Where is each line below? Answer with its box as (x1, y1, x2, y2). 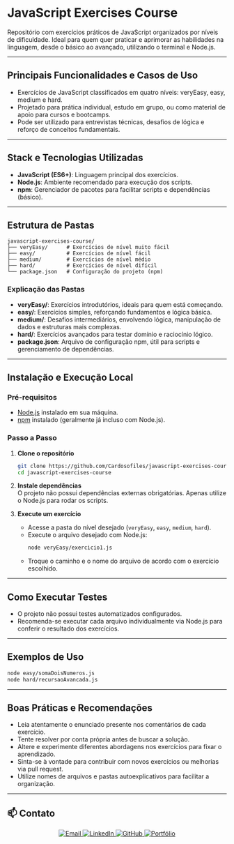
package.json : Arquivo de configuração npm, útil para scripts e (17, 337, 201, 346)
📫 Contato (7, 807, 56, 819)
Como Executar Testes (7, 591, 108, 603)
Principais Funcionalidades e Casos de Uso (7, 70, 198, 82)
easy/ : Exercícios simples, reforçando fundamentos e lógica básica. (17, 308, 212, 316)
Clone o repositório (17, 449, 75, 458)
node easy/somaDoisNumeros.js (7, 670, 95, 677)
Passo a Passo (7, 433, 57, 443)
